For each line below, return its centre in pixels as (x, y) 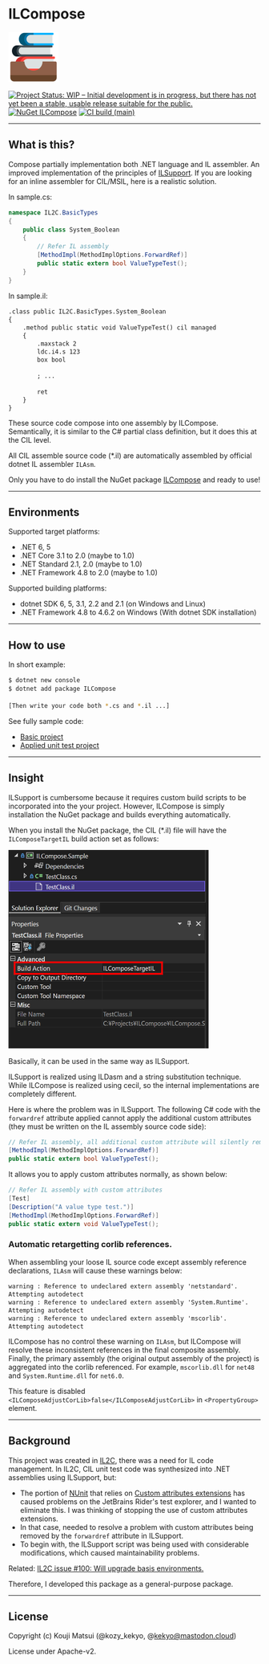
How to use (37, 645)
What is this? (42, 145)
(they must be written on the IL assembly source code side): (107, 1126)
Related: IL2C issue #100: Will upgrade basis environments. (106, 1568)
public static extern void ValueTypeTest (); (84, 1224)
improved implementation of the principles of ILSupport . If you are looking (130, 173)
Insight (26, 778)
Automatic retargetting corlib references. (90, 1245)
